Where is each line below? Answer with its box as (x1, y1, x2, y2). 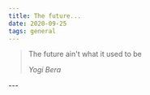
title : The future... (8, 11, 82, 20)
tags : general (8, 27, 57, 35)
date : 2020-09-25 (8, 19, 67, 28)
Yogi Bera (28, 65, 62, 75)
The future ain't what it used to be (28, 50, 142, 59)
